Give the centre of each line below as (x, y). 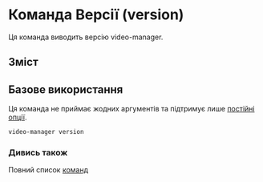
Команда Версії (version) (96, 15)
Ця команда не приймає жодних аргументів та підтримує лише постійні (131, 109)
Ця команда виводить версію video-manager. (86, 37)
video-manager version (46, 132)
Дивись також (38, 152)
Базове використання (66, 89)
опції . (18, 117)
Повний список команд (49, 170)
